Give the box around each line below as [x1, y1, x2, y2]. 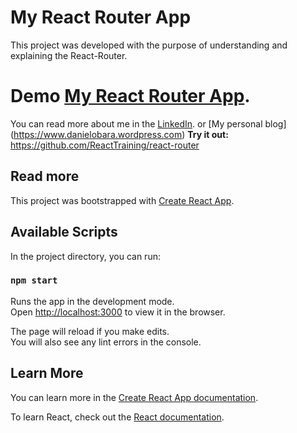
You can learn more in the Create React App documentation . [10, 391, 259, 403]
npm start [10, 275, 58, 286]
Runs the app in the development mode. [10, 295, 175, 307]
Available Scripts [10, 224, 118, 241]
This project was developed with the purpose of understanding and [10, 39, 288, 51]
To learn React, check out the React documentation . [10, 411, 225, 423]
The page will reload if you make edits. [10, 325, 170, 337]
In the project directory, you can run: [10, 250, 161, 262]
